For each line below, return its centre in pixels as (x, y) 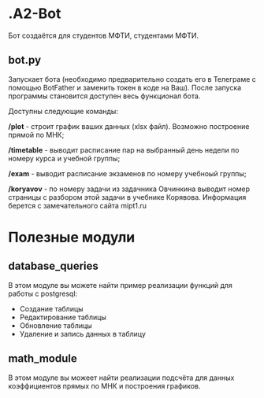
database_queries (53, 266)
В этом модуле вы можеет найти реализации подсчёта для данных (121, 378)
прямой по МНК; (36, 135)
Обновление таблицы (56, 325)
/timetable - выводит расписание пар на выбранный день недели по (124, 149)
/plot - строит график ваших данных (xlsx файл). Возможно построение (129, 126)
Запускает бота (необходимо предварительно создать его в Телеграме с (132, 79)
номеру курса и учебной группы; (64, 158)
